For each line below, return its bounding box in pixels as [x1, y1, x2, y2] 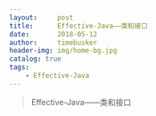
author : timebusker [9, 37, 98, 47]
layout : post [9, 12, 74, 22]
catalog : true [9, 54, 62, 63]
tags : [9, 63, 29, 72]
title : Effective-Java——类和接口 [9, 21, 149, 30]
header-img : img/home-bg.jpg [9, 46, 118, 55]
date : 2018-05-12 [9, 29, 98, 38]
